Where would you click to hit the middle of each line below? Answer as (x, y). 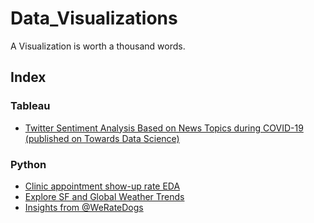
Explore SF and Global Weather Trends (104, 196)
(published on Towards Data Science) (102, 138)
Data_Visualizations (94, 18)
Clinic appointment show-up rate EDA (102, 186)
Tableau (30, 106)
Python (28, 164)
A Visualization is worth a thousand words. (98, 46)
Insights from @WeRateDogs (84, 207)
